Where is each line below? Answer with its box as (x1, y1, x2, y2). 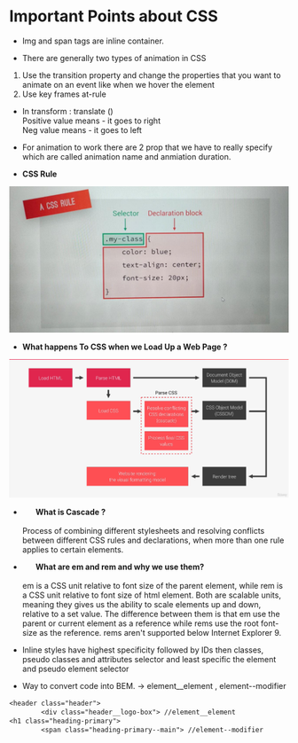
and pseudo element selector (21, 663, 129, 674)
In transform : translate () (21, 106, 114, 116)
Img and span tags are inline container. (21, 35, 164, 46)
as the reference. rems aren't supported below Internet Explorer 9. (39, 627, 282, 637)
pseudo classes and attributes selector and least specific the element (21, 653, 277, 664)
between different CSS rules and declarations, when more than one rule (21, 535, 285, 545)
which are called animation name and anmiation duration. (21, 151, 231, 161)
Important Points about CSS (9, 6, 219, 27)
